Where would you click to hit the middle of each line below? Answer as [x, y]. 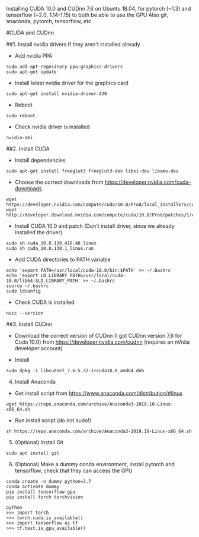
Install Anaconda [35, 382]
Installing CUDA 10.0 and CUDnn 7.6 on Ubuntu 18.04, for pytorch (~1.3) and [99, 9]
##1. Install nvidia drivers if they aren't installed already [73, 44]
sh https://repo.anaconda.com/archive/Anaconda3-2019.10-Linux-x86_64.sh [99, 431]
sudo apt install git [33, 453]
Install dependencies [40, 160]
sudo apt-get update [32, 72]
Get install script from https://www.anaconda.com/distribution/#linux [99, 393]
